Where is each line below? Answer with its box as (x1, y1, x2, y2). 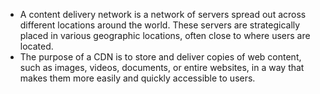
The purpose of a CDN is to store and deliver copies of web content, (19, 51, 302, 63)
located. (19, 40, 54, 52)
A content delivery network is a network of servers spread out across (19, 9, 307, 20)
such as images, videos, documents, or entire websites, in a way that (19, 62, 305, 73)
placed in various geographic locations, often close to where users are (19, 30, 311, 41)
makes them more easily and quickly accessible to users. (19, 72, 256, 84)
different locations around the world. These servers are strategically (19, 19, 301, 31)
